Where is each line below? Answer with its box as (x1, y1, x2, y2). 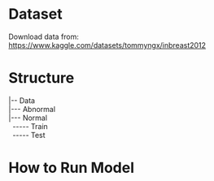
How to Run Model (8, 159, 134, 177)
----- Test (11, 130, 46, 140)
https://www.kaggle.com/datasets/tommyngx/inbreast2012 (8, 40, 206, 50)
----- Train (11, 121, 49, 131)
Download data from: (8, 32, 80, 41)
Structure (8, 69, 75, 88)
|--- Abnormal (8, 104, 55, 114)
